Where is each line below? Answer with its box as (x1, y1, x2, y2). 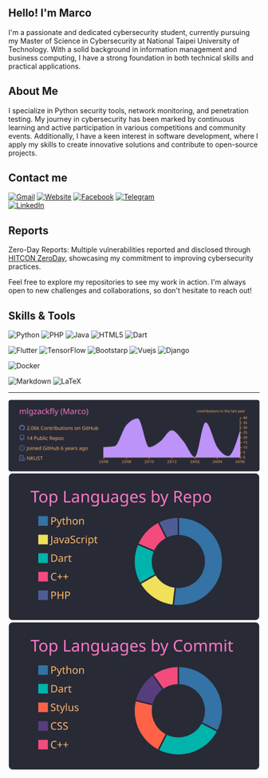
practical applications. (8, 61, 81, 71)
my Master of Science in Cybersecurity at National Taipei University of (8, 36, 240, 45)
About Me (8, 84, 58, 98)
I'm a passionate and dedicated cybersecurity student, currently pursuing (8, 27, 250, 37)
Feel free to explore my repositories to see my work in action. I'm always (8, 277, 246, 287)
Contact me (8, 171, 68, 185)
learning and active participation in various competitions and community (8, 123, 246, 132)
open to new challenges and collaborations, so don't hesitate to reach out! (8, 286, 253, 296)
